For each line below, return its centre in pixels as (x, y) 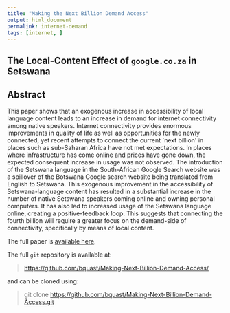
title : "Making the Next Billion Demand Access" (78, 13)
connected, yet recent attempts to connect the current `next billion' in (105, 140)
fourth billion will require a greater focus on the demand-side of (97, 221)
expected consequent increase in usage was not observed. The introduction (115, 162)
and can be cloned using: (43, 281)
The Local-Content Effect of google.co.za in (102, 60)
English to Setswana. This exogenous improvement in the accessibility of (110, 184)
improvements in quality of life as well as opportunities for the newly (104, 133)
